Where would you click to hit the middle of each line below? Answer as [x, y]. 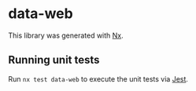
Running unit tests [54, 60]
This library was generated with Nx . [66, 35]
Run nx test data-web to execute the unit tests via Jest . [98, 78]
